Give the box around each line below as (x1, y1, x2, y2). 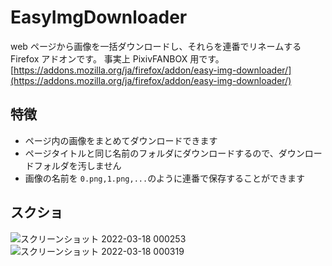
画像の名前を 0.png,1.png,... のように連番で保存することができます (24, 172, 306, 184)
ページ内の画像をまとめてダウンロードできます (24, 134, 218, 146)
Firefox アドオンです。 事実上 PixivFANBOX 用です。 (10, 52, 225, 65)
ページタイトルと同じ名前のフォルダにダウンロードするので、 (24, 147, 279, 159)
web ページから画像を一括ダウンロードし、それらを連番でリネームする (10, 40, 302, 52)
